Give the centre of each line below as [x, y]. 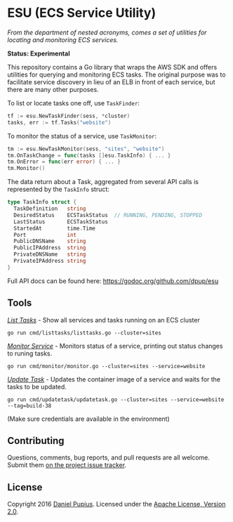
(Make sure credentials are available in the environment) [88, 419]
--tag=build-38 [29, 405]
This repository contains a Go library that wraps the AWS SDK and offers [112, 67]
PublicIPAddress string [50, 248]
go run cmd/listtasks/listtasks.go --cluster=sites [84, 333]
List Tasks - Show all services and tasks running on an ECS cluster [104, 320]
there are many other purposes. [53, 89]
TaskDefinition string [50, 209]
